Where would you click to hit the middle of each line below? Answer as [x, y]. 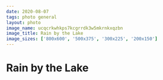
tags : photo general [32, 17]
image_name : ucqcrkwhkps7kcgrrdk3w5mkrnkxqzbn [65, 28]
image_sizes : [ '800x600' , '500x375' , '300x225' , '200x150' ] [82, 39]
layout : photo [24, 22]
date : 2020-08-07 [28, 11]
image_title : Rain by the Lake [45, 34]
